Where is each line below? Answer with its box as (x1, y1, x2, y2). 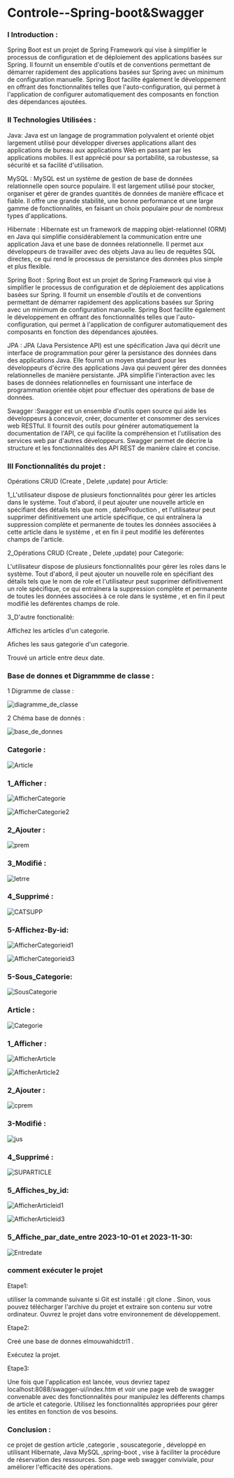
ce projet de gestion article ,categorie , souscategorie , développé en (7, 1441, 206, 1449)
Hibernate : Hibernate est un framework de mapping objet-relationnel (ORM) (7, 225, 227, 233)
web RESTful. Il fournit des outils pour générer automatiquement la (7, 421, 199, 430)
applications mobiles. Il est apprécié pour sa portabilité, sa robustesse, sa (7, 153, 219, 161)
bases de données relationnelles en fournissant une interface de (7, 378, 193, 386)
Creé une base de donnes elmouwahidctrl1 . (7, 1337, 134, 1345)
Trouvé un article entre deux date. (7, 653, 105, 662)
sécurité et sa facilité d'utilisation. (7, 161, 104, 169)
